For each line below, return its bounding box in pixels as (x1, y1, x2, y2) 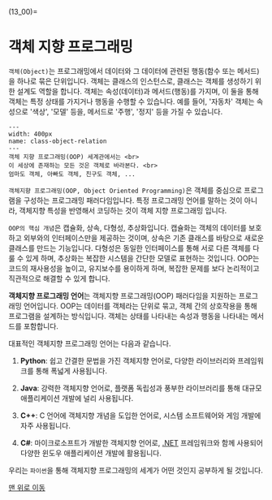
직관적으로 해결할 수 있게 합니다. (8, 274, 111, 283)
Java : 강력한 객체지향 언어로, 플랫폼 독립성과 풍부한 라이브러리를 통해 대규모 (19, 383, 262, 393)
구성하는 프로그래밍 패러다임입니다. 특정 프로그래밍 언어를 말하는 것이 (23, 195, 243, 205)
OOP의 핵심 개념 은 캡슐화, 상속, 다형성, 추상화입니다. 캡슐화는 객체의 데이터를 (8, 222, 248, 232)
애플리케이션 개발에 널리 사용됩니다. (19, 393, 134, 403)
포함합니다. (23, 321, 59, 331)
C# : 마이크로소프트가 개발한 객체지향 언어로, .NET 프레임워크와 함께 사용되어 (19, 437, 264, 447)
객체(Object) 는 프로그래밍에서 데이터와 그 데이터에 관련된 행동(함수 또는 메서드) (8, 66, 260, 75)
